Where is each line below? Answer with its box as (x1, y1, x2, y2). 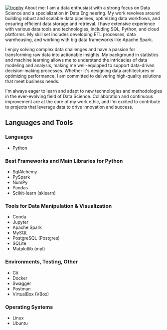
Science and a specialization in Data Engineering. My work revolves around (5, 10, 160, 16)
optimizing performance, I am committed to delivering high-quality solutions (5, 73, 161, 79)
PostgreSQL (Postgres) (12, 235, 60, 241)
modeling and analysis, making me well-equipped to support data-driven (5, 63, 155, 68)
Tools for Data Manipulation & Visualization (5, 202, 112, 209)
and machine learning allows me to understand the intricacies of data (5, 57, 148, 63)
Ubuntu (12, 320, 28, 326)
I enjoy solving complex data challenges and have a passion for (5, 47, 136, 52)
